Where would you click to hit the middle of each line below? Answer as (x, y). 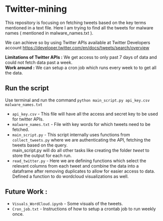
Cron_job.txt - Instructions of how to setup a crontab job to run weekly (84, 209)
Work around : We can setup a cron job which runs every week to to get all (81, 68)
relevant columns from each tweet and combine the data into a (75, 166)
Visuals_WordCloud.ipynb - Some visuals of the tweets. (68, 203)
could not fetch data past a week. (39, 62)
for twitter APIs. (28, 119)
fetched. (21, 129)
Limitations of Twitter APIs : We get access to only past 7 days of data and (81, 57)
